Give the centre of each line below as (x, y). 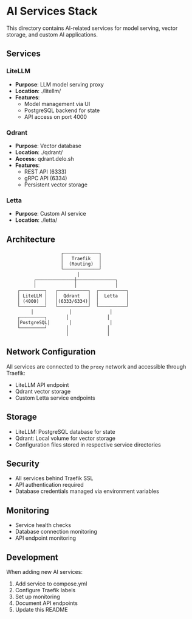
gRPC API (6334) (46, 178)
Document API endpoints (46, 603)
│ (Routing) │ (81, 264)
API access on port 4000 (55, 116)
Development (33, 557)
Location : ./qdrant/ (39, 152)
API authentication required (49, 485)
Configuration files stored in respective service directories (88, 444)
